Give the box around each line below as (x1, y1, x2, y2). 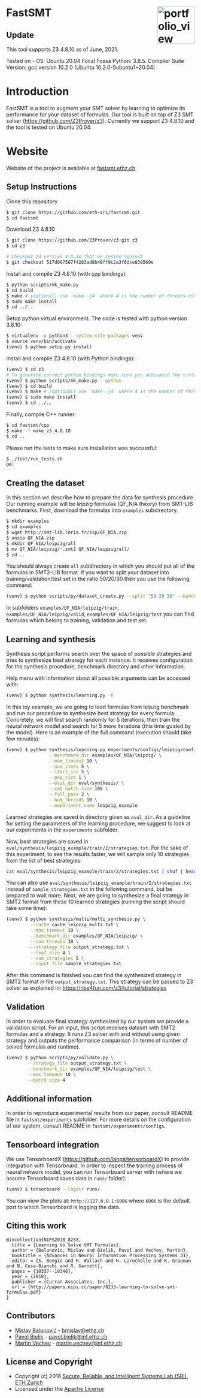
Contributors (6, 1310, 56, 1321)
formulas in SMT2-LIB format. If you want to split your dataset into (6, 569, 169, 576)
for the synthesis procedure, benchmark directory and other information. (6, 663, 185, 670)
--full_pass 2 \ (48, 791, 90, 797)
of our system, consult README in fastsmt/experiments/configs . (6, 1122, 166, 1129)
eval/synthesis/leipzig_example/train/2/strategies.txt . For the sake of (6, 844, 188, 851)
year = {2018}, (11, 1273, 50, 1279)
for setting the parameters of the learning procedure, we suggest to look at (6, 819, 191, 827)
